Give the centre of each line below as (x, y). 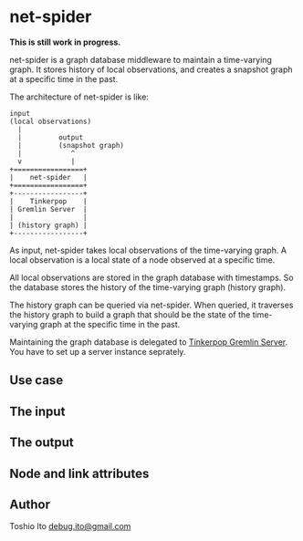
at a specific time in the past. (64, 78)
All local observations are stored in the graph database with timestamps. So (151, 277)
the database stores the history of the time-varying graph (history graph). (147, 287)
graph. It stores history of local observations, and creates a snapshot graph (151, 69)
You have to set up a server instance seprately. (98, 351)
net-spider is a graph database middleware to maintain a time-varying (141, 59)
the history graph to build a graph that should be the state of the (130, 314)
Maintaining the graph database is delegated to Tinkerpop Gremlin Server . (149, 342)
